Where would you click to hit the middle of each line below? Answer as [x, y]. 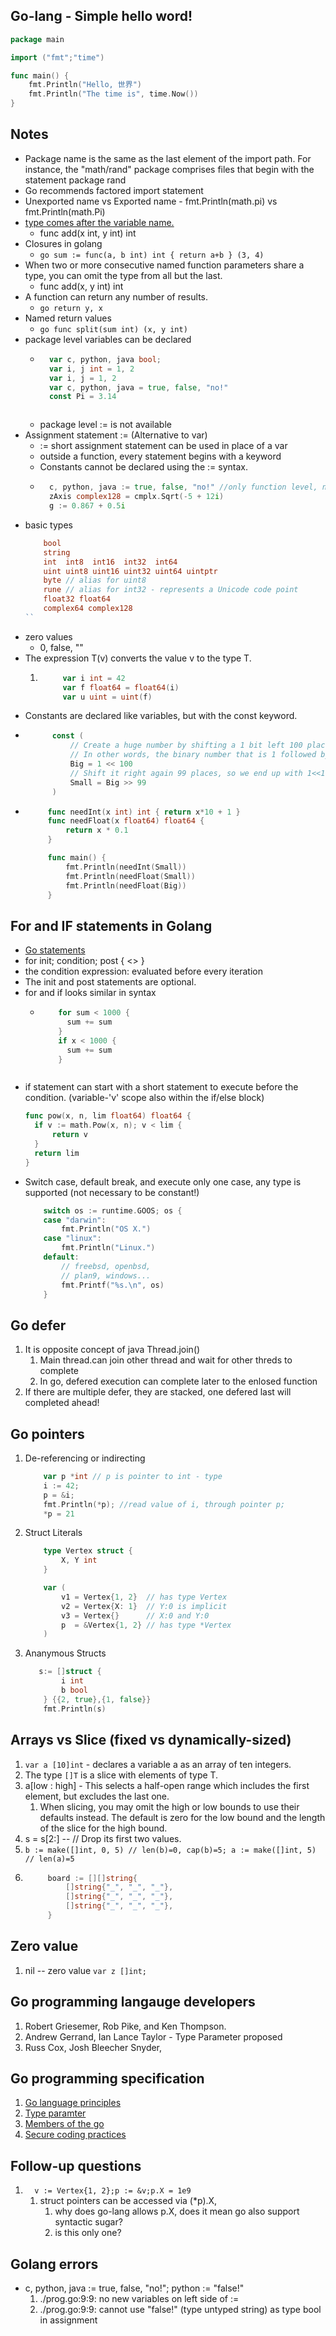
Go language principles [73, 2103]
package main [37, 39]
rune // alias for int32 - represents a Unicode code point [171, 590]
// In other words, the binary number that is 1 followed [193, 755]
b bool [75, 1690]
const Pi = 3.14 [82, 397]
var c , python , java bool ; [105, 359]
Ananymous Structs [65, 1653]
